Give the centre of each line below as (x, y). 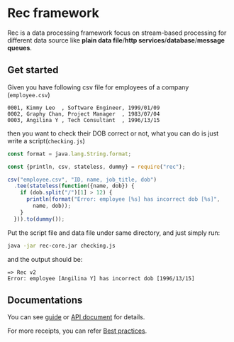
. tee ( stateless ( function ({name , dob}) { (74, 186)
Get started (33, 70)
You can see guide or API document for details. (76, 317)
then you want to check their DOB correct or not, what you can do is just (113, 133)
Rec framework (53, 13)
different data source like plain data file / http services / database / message (116, 40)
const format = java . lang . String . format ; (69, 154)
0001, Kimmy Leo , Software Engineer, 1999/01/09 (84, 108)
